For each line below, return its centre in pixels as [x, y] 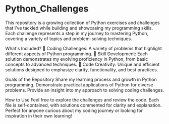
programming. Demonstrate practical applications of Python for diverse [79, 85]
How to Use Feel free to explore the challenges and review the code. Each [82, 100]
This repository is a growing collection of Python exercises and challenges [82, 23]
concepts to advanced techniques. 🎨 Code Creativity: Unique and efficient [82, 64]
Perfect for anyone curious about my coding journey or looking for [74, 110]
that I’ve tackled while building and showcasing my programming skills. [79, 28]
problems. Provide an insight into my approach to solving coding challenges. [85, 90]
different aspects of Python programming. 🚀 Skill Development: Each [76, 54]
